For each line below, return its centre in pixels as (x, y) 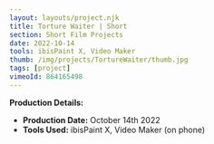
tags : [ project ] (40, 69)
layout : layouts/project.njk (64, 18)
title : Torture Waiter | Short (68, 26)
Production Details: (47, 102)
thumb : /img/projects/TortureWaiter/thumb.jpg (99, 60)
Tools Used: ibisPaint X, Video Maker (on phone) (114, 130)
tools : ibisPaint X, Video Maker (73, 52)
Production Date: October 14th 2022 (91, 120)
